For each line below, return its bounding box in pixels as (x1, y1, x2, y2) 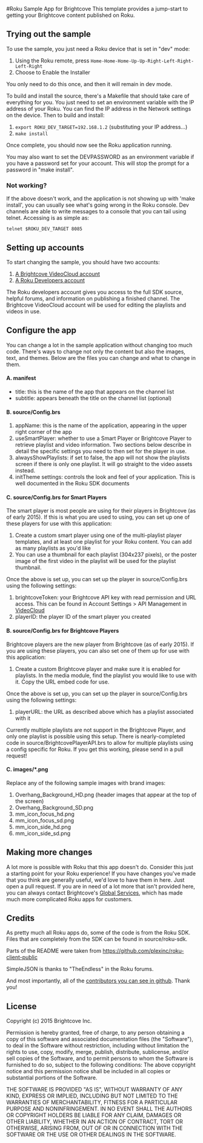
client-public (6, 954, 38, 961)
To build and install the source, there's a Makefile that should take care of (6, 92, 190, 99)
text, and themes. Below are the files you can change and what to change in (6, 354, 196, 361)
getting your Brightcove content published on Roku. (6, 12, 135, 19)
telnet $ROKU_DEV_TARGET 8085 (6, 226, 83, 232)
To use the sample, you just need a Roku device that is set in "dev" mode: (6, 45, 190, 52)
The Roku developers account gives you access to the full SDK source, (6, 288, 184, 296)
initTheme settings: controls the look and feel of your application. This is (15, 473, 196, 481)
